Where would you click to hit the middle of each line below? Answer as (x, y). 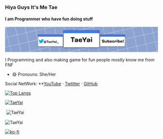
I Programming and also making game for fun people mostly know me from (80, 60)
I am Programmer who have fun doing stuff (49, 19)
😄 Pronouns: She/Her (34, 75)
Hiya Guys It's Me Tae (31, 7)
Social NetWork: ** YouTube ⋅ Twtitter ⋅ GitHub (51, 84)
